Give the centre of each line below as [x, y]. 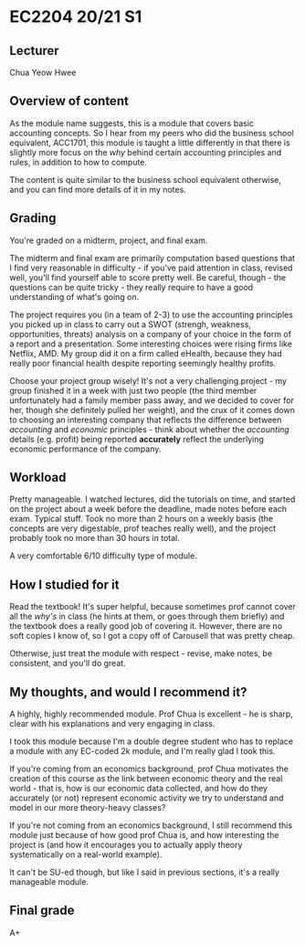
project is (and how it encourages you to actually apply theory [126, 845]
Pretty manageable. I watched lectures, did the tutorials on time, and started [152, 499]
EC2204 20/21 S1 [76, 17]
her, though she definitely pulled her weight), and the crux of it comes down [152, 409]
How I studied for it [64, 584]
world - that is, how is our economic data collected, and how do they [138, 789]
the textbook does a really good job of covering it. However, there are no [146, 626]
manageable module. [49, 882]
